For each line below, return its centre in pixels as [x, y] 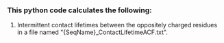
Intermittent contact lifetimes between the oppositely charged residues [117, 25]
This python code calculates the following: [79, 10]
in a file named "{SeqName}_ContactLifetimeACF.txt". [92, 32]
